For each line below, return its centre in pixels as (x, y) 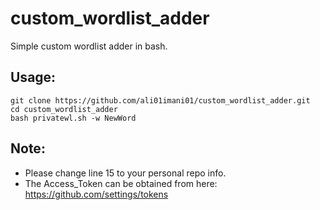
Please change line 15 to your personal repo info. (125, 173)
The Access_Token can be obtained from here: (121, 183)
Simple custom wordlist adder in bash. (89, 46)
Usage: (33, 77)
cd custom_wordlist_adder (64, 109)
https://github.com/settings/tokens (96, 194)
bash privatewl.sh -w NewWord (73, 118)
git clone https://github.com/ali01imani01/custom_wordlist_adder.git (160, 100)
